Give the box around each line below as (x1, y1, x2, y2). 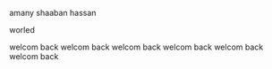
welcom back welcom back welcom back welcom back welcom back (9, 42, 264, 52)
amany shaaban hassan (9, 8, 97, 18)
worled (9, 25, 36, 34)
